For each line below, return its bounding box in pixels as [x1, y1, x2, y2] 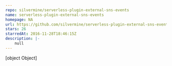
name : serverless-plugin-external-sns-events [5, 12, 104, 17]
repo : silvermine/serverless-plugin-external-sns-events [5, 7, 130, 13]
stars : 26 [5, 27, 27, 32]
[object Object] [5, 55, 37, 61]
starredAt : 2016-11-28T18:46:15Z [5, 31, 77, 36]
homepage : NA [5, 17, 33, 22]
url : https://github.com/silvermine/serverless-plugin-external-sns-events [5, 21, 170, 27]
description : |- [5, 36, 40, 41]
